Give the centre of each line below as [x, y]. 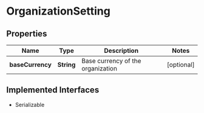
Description [121, 51]
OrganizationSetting [58, 11]
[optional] [181, 65]
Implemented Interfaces [53, 90]
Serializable [30, 104]
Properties [27, 34]
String [66, 65]
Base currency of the [111, 61]
